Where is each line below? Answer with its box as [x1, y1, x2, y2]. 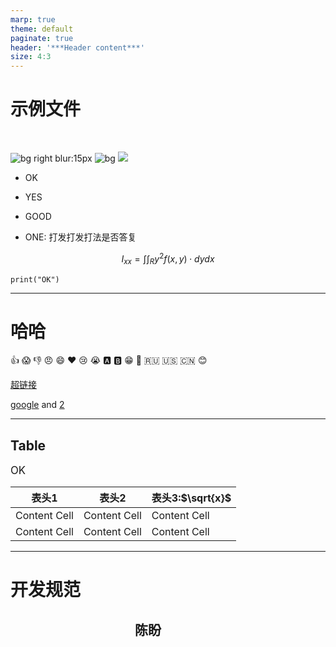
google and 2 [10, 399, 65, 411]
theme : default [10, 24, 74, 34]
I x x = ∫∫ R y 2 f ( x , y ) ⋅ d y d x [121, 251, 215, 267]
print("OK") [10, 274, 60, 285]
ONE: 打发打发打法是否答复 [24, 231, 137, 243]
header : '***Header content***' [10, 42, 145, 53]
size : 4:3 [10, 52, 52, 62]
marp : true [10, 14, 56, 25]
